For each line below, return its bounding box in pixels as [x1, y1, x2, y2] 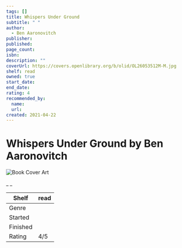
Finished [9, 223, 33, 231]
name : [11, 101, 25, 107]
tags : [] [6, 8, 28, 15]
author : [6, 25, 25, 31]
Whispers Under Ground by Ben [6, 137, 164, 150]
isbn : [6, 52, 19, 58]
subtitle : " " [6, 19, 41, 25]
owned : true [6, 74, 35, 80]
